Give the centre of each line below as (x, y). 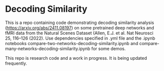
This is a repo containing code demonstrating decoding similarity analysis (80, 23)
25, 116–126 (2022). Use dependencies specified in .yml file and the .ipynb (80, 38)
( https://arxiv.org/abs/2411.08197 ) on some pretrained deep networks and (80, 27)
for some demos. (109, 48)
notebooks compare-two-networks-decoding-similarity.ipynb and (72, 43)
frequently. (16, 63)
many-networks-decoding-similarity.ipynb (48, 48)
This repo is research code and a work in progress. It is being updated (76, 58)
